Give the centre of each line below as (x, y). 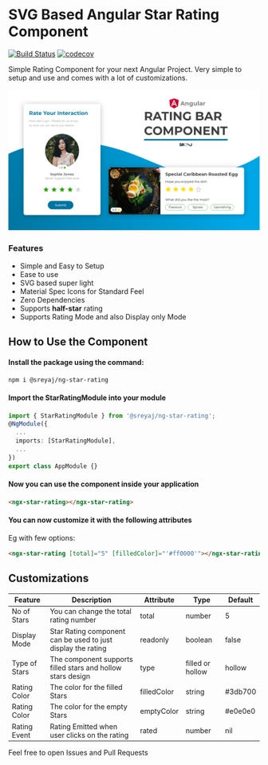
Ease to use (39, 274)
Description (91, 600)
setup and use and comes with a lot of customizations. (98, 77)
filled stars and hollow (86, 668)
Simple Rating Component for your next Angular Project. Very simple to (125, 69)
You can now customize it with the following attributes (100, 520)
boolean (199, 640)
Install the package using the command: (76, 362)
